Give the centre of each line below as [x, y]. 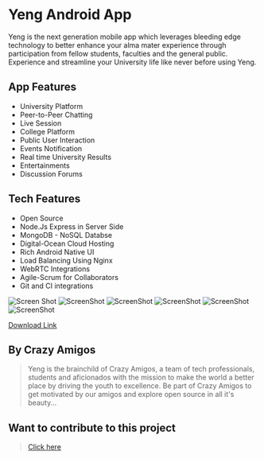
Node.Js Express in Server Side [72, 226]
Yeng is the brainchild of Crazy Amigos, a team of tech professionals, [141, 369]
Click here [45, 447]
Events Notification [51, 148]
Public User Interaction [57, 140]
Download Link [33, 325]
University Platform [51, 106]
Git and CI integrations [56, 286]
